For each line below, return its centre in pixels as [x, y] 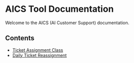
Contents [20, 38]
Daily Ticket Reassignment [39, 55]
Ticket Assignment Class [38, 50]
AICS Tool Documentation [60, 9]
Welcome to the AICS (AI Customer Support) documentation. [67, 23]
